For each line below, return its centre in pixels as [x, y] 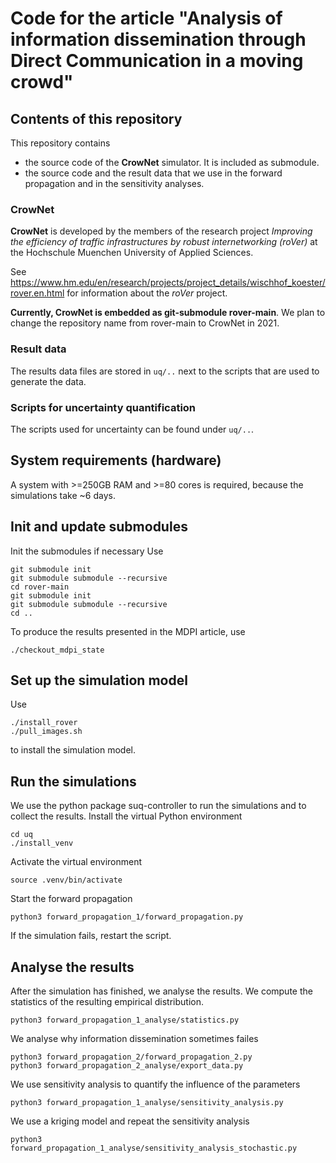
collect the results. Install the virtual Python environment [126, 816]
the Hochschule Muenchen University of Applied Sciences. [132, 253]
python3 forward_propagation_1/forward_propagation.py [127, 917]
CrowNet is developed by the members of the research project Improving [161, 231]
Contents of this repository [96, 118]
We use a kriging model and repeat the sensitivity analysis [130, 1121]
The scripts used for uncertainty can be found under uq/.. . [132, 429]
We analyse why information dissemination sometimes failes [134, 1038]
